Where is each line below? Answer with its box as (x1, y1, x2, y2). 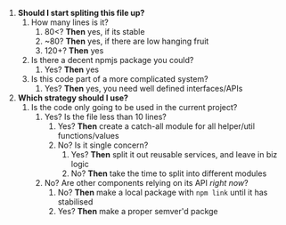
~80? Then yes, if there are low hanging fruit (44, 36, 209, 46)
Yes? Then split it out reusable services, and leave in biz (70, 149, 278, 159)
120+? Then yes (44, 45, 104, 56)
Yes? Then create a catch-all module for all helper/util (57, 121, 256, 132)
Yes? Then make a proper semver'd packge (57, 206, 218, 216)
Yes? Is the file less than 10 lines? (44, 111, 167, 122)
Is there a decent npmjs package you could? (30, 55, 194, 65)
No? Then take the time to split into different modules (70, 168, 267, 179)
